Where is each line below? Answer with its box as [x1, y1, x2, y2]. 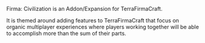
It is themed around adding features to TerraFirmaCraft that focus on [6, 17, 179, 24]
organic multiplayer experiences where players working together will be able [6, 24, 199, 30]
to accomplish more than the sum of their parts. [6, 30, 127, 37]
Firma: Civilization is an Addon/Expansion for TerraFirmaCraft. [6, 5, 163, 12]
